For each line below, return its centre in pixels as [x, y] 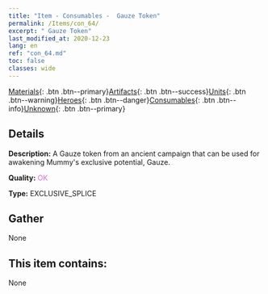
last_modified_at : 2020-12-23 [59, 38]
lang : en [23, 46]
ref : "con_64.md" [38, 53]
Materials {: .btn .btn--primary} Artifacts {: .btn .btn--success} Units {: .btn [127, 91]
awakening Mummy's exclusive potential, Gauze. [90, 162]
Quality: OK [28, 178]
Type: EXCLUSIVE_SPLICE [52, 193]
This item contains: [58, 263]
